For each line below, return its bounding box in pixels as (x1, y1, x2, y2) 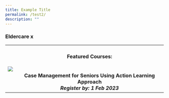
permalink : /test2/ (5, 12, 46, 17)
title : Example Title (5, 7, 51, 12)
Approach (77, 78, 102, 85)
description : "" (5, 16, 39, 21)
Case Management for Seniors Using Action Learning (24, 72, 155, 79)
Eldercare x (5, 33, 34, 40)
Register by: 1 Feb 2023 (60, 84, 119, 91)
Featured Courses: (67, 53, 112, 60)
